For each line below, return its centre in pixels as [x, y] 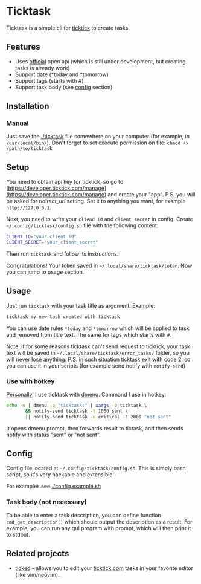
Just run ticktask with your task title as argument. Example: [81, 305]
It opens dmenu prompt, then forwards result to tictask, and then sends [95, 428]
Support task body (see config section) [64, 87]
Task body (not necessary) [46, 502]
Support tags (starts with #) [49, 80]
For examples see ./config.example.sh [54, 486]
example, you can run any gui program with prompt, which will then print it [99, 528]
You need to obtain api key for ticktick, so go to [65, 182]
